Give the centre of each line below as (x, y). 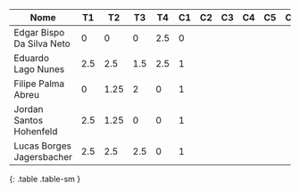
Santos (28, 120)
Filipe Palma (39, 84)
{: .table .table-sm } (45, 179)
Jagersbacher (43, 157)
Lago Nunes (39, 69)
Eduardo (32, 58)
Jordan (29, 109)
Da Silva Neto (42, 44)
